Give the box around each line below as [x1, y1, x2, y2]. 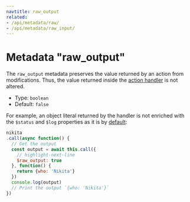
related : [6, 14, 28, 20]
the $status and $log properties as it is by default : [6, 118, 127, 126]
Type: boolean [14, 94, 49, 101]
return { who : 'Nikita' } [17, 168, 76, 175]
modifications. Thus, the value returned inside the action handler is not [6, 76, 178, 84]
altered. [6, 83, 25, 90]
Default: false [14, 101, 49, 108]
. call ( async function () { [6, 136, 70, 142]
